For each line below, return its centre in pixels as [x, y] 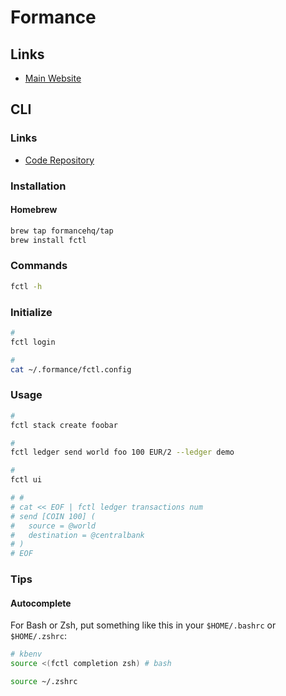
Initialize [31, 312]
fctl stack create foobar [64, 425]
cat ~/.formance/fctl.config [71, 369]
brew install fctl [48, 240]
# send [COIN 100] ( [53, 516]
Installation [38, 186]
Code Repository [59, 160]
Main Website [53, 78]
